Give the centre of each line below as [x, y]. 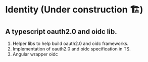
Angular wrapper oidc [35, 54]
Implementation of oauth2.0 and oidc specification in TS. [71, 49]
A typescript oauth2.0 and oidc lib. [61, 31]
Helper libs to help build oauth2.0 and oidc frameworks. [70, 43]
